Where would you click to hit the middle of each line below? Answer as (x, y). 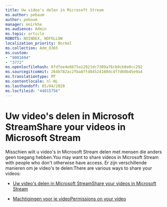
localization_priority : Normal (39, 43)
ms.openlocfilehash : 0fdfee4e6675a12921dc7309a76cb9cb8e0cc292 (74, 67)
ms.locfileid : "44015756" (33, 91)
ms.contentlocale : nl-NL (32, 81)
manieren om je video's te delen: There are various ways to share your (79, 168)
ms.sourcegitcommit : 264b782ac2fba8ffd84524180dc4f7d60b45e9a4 (74, 72)
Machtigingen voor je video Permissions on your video (69, 199)
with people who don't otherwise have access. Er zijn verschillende (76, 163)
